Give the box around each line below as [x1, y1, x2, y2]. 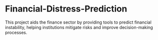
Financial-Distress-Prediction [5, 3, 127, 14]
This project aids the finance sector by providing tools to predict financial [5, 19, 152, 25]
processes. [5, 29, 28, 35]
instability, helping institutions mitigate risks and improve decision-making [5, 24, 153, 30]
